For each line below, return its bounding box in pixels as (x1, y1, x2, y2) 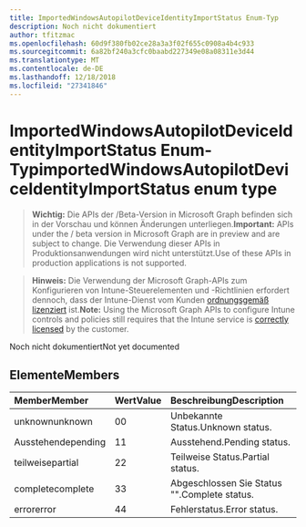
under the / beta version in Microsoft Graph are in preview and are (31, 228, 280, 239)
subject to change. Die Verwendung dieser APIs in (31, 238, 220, 249)
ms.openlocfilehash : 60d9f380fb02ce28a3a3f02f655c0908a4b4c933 (9, 38, 255, 48)
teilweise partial (14, 457, 79, 470)
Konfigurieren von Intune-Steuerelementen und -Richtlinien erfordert (31, 284, 290, 295)
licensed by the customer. (31, 323, 129, 334)
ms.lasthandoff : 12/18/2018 (9, 73, 117, 82)
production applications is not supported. (31, 257, 187, 268)
